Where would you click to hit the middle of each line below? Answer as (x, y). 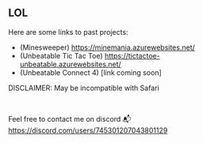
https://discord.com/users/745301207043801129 (88, 130)
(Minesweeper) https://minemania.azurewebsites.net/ (107, 47)
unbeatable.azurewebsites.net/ (70, 64)
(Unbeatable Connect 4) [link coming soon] (91, 72)
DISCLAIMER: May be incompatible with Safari (84, 88)
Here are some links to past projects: (68, 32)
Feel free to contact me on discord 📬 (70, 119)
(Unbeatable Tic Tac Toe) (61, 55)
